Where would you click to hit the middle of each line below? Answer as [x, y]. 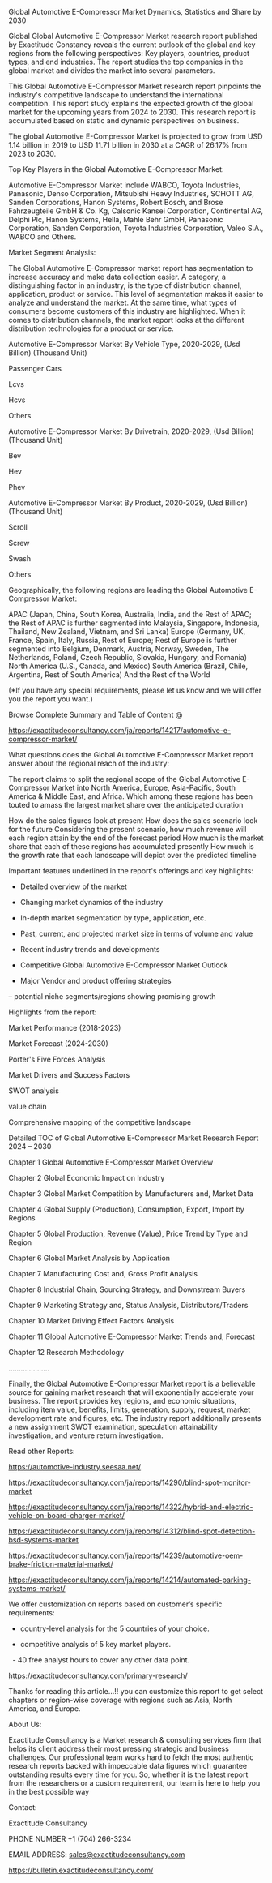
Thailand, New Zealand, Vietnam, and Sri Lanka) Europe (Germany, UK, [127, 631]
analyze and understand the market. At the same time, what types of [123, 302]
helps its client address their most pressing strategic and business [119, 1748]
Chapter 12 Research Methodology [66, 1352]
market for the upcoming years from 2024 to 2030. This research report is [132, 112]
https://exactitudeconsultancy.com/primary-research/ [98, 1675]
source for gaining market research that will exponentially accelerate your [131, 1392]
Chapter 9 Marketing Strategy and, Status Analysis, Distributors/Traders [128, 1305]
